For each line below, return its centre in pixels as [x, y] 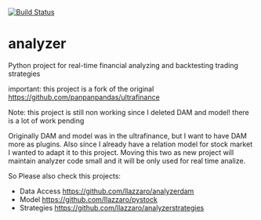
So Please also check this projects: [65, 175]
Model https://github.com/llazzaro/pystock [89, 199]
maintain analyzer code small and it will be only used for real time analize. [127, 160]
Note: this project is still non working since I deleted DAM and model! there [129, 112]
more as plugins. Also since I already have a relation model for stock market [130, 144]
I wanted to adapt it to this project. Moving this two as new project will [121, 152]
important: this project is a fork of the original [81, 88]
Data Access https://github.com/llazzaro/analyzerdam [107, 191]
